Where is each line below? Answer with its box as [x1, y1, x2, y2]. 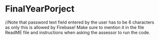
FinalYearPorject [5, 3, 75, 14]
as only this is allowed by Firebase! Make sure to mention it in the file [5, 24, 144, 30]
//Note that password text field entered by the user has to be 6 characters [5, 19, 155, 25]
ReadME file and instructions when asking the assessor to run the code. [5, 29, 151, 35]
